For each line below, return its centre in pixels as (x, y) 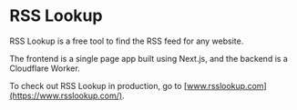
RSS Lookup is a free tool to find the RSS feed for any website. (127, 41)
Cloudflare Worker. (45, 68)
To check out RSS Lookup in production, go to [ (98, 85)
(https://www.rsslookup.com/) (66, 95)
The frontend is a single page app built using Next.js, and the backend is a (149, 58)
